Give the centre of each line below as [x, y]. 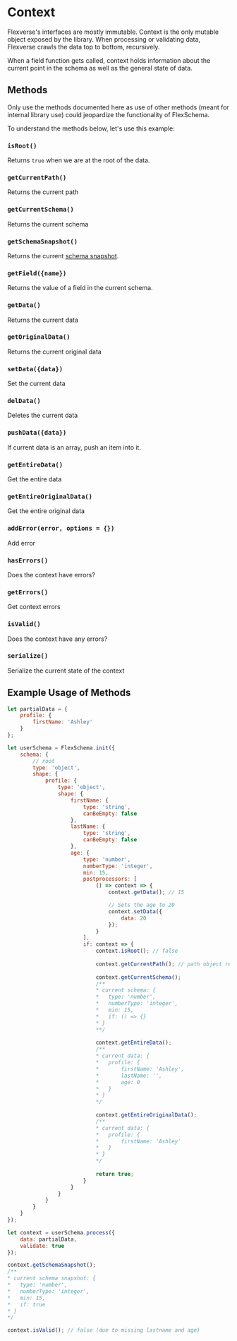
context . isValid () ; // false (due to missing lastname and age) [104, 1330]
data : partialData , [49, 1239]
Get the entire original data [46, 511]
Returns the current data [43, 320]
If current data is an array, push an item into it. [74, 447]
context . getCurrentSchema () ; [138, 977]
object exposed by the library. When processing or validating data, [104, 39]
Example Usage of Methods [69, 693]
